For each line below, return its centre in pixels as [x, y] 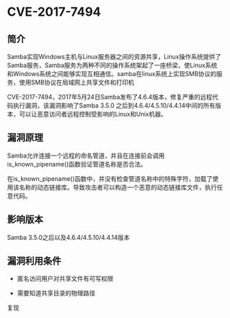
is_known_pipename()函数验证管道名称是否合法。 [77, 164]
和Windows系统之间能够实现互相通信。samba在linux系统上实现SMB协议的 [112, 74]
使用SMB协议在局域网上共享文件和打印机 [77, 82]
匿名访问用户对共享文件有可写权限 [65, 279]
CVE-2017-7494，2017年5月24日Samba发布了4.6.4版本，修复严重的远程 [110, 97]
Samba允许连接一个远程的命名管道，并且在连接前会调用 [86, 156]
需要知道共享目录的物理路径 [56, 293]
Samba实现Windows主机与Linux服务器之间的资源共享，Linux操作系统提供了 [114, 57]
